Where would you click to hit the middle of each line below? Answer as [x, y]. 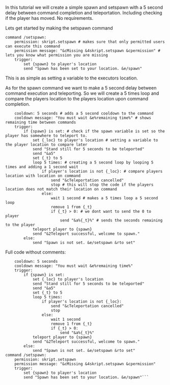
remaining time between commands [41, 122]
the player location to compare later [46, 145]
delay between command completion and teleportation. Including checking [84, 13]
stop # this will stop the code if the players [102, 185]
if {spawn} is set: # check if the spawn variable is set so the [94, 131]
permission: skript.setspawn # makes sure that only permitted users [90, 42]
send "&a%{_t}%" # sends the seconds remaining [111, 221]
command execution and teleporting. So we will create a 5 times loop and [82, 93]
